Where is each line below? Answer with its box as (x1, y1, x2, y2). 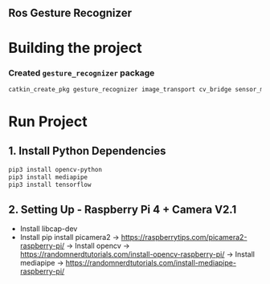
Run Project (8, 112, 88, 131)
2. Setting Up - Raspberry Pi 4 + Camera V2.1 (8, 202, 237, 216)
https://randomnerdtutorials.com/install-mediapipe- (65, 258, 237, 268)
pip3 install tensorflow (8, 181, 92, 189)
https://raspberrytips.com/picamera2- (121, 233, 247, 242)
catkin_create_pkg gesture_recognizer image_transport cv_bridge (8, 85, 231, 93)
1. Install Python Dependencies (8, 144, 166, 158)
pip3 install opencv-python (8, 165, 103, 173)
